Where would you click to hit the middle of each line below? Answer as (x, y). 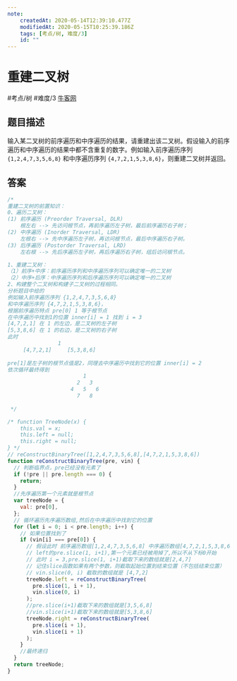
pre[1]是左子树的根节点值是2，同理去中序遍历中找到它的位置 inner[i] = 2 (105, 363)
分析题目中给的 (26, 291)
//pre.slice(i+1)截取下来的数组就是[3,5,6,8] (89, 605)
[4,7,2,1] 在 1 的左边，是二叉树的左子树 (62, 324)
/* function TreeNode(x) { (47, 422)
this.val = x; (41, 428)
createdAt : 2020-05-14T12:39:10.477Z (75, 20)
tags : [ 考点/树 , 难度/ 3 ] (54, 34)
